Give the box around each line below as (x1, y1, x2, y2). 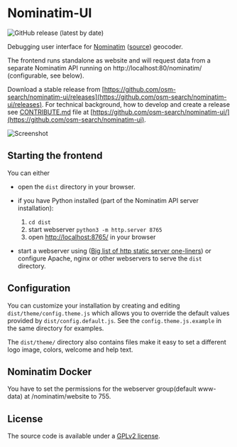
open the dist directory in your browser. (17, 182, 136, 191)
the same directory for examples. (7, 324, 104, 332)
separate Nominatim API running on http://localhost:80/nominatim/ (7, 63, 202, 72)
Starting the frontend (7, 149, 103, 162)
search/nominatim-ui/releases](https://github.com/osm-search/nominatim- (7, 93, 227, 101)
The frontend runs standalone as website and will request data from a (7, 56, 211, 65)
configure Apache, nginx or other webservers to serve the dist (17, 254, 202, 263)
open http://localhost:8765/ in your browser (28, 233, 156, 241)
